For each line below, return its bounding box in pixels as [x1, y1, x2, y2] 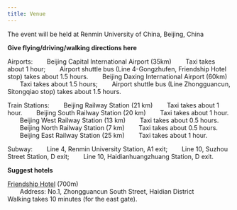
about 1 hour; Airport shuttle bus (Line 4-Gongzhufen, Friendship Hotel [7, 64, 227, 73]
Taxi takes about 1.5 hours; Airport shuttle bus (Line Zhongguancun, [20, 79, 231, 88]
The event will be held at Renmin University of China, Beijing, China [7, 30, 204, 38]
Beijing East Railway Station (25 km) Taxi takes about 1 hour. [20, 131, 208, 139]
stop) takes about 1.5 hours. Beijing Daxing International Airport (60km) [7, 72, 228, 81]
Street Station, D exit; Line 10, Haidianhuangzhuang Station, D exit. [7, 152, 214, 161]
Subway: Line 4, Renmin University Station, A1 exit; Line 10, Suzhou [7, 144, 228, 153]
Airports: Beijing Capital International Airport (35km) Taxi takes [7, 57, 216, 66]
